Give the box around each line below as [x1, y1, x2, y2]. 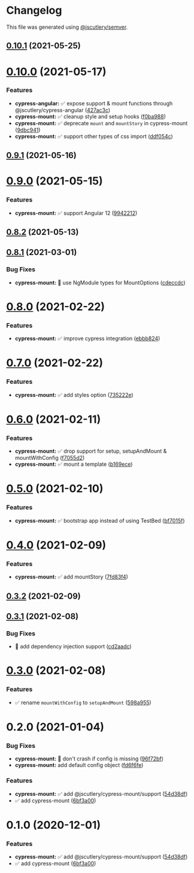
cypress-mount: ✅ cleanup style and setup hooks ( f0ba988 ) [14, 113, 166, 120]
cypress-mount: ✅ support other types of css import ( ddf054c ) [14, 132, 174, 140]
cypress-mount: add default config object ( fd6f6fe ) [14, 762, 144, 769]
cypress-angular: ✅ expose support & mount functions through [14, 99, 173, 107]
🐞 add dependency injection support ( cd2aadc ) [14, 643, 132, 650]
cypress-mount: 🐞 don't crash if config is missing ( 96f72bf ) [14, 755, 163, 762]
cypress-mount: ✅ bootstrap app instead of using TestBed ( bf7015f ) [14, 517, 185, 524]
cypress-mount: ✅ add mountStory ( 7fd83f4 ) [14, 573, 129, 581]
